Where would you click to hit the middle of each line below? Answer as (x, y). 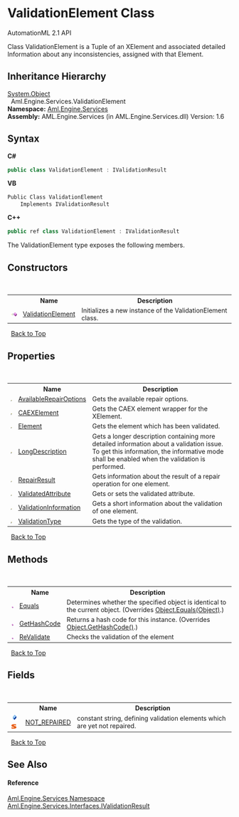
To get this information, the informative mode (158, 451)
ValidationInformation (49, 507)
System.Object (29, 93)
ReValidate (34, 637)
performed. (109, 466)
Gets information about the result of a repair (156, 476)
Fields (21, 675)
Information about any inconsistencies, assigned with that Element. (106, 54)
